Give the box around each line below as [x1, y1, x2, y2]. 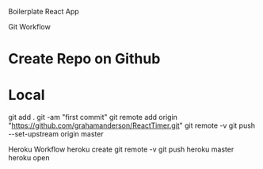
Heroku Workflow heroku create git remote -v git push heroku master [8, 144, 234, 154]
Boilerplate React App [8, 7, 79, 16]
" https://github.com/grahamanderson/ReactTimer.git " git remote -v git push [8, 121, 256, 130]
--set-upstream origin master [8, 129, 105, 139]
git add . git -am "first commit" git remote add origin [8, 113, 178, 122]
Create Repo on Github [8, 50, 161, 68]
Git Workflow [8, 22, 51, 31]
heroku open [8, 153, 50, 163]
